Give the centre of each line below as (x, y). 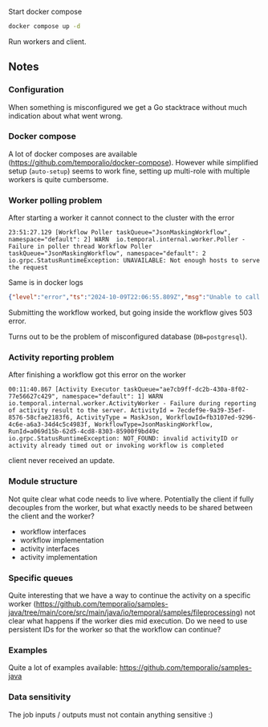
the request (28, 268)
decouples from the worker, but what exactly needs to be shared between (130, 507)
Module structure (43, 481)
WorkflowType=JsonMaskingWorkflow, (154, 424)
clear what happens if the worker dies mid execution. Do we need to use (128, 620)
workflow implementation (62, 540)
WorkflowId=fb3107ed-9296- (211, 418)
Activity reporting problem (61, 357)
